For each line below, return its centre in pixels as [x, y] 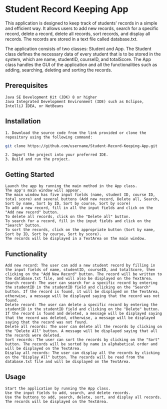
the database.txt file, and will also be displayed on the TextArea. [79, 278]
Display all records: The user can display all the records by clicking [82, 353]
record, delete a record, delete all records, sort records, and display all [78, 33]
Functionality [26, 254]
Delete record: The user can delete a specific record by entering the [81, 305]
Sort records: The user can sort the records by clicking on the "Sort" [82, 340]
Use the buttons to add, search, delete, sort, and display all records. [84, 397]
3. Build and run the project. [38, 159]
